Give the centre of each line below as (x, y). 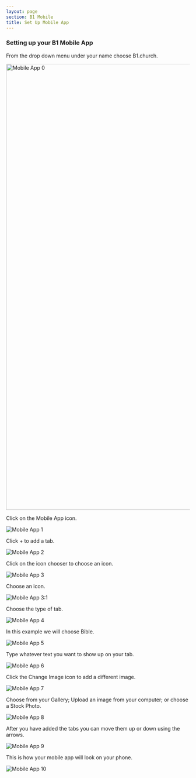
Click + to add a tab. (30, 541)
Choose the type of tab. (34, 609)
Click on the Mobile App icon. (41, 518)
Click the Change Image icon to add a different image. (71, 677)
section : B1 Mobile (30, 17)
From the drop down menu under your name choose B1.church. (82, 56)
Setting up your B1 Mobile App (50, 43)
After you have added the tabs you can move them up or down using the (93, 728)
